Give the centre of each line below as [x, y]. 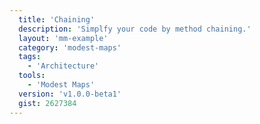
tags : [30, 57]
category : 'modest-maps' [70, 47]
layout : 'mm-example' [63, 38]
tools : [32, 76]
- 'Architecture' [63, 66]
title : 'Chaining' [57, 19]
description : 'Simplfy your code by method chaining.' [135, 29]
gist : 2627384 [47, 103]
